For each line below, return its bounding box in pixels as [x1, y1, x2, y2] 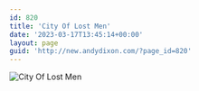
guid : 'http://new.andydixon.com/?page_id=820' [9, 47, 193, 56]
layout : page [9, 38, 59, 48]
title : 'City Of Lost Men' [9, 22, 111, 31]
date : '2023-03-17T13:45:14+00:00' [9, 30, 144, 39]
